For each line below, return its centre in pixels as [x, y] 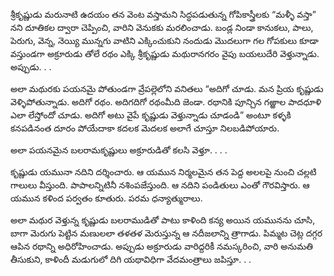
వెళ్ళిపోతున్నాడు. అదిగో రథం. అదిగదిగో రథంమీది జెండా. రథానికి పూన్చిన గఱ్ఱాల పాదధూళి [166, 102]
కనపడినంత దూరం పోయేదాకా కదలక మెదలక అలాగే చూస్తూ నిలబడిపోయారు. [145, 128]
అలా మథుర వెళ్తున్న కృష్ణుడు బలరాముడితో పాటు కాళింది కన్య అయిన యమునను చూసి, [163, 220]
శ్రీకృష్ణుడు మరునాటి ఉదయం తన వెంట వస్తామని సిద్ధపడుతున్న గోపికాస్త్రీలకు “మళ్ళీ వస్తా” [163, 14]
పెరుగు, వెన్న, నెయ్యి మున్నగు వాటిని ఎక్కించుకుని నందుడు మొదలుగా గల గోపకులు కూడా [164, 40]
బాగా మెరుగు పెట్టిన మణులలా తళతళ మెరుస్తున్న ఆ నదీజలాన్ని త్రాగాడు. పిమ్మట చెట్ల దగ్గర [166, 233]
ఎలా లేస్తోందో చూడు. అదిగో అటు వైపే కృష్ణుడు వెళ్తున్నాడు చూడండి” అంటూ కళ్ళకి [151, 115]
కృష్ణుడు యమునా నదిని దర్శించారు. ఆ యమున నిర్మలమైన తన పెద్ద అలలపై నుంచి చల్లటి [163, 172]
